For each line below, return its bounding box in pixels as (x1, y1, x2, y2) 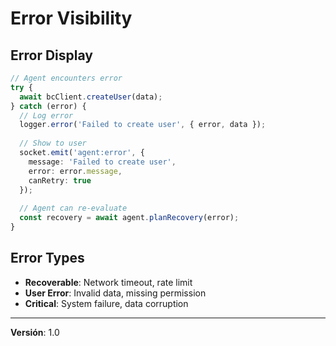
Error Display (10, 47, 93, 64)
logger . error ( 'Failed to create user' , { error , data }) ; (19, 120, 267, 130)
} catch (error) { (10, 101, 87, 111)
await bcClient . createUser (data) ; (19, 92, 163, 102)
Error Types (10, 250, 85, 267)
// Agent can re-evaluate (19, 203, 128, 214)
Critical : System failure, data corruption (24, 297, 189, 309)
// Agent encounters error (10, 73, 123, 83)
